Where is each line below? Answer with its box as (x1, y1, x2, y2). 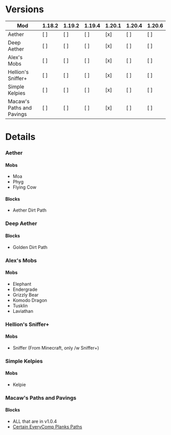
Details (5, 131, 36, 143)
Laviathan (12, 308, 34, 314)
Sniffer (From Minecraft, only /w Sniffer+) (12, 345, 99, 351)
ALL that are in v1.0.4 (12, 418, 57, 425)
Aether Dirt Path (12, 207, 47, 213)
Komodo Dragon (12, 297, 47, 303)
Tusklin (12, 303, 28, 309)
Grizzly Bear (12, 291, 39, 297)
